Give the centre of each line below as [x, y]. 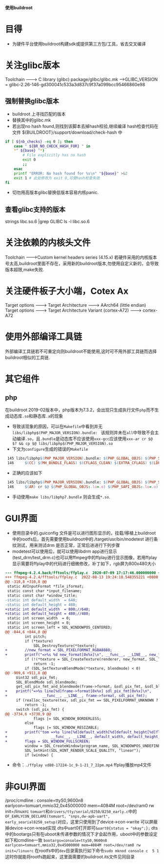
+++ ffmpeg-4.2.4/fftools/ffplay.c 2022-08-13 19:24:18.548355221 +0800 [82, 577]
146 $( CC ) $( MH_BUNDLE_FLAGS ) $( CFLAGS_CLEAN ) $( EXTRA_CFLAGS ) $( [80, 463]
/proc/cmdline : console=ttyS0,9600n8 [44, 800]
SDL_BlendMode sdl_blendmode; [47, 682]
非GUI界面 [26, 787]
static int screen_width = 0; [39, 618]
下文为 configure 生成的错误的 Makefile [50, 449]
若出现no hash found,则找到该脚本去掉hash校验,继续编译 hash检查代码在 [85, 126]
